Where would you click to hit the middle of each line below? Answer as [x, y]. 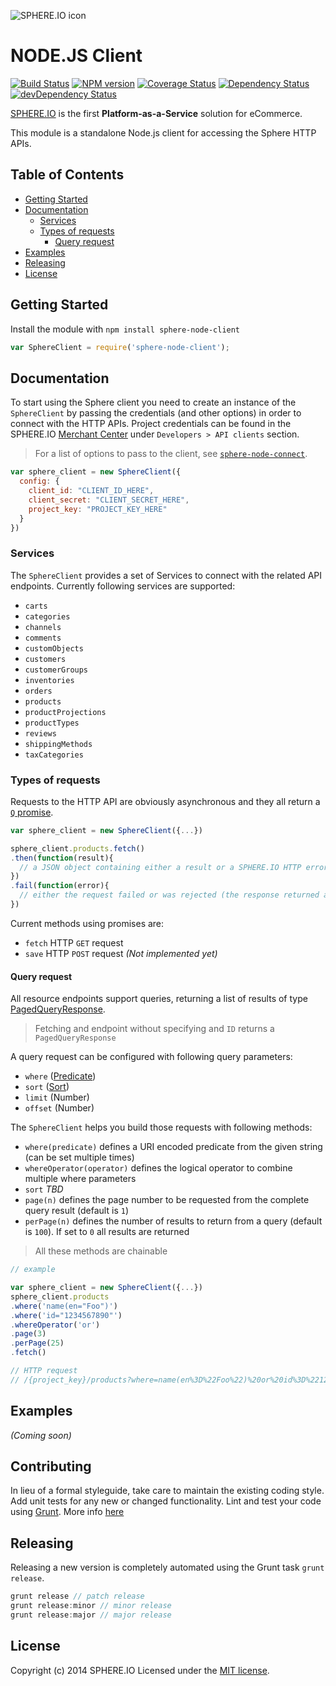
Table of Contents [67, 175]
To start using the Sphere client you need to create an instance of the [153, 402]
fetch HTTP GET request [74, 942]
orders [38, 691]
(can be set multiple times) [79, 1157]
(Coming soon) [41, 1435]
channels [43, 627]
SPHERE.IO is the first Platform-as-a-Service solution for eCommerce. [156, 113]
